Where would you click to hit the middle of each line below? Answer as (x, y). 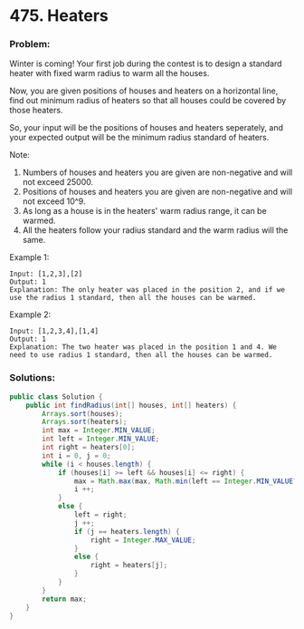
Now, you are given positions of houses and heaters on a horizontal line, (144, 91)
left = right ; (100, 515)
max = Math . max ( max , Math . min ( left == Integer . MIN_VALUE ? (185, 481)
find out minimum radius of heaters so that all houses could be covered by (148, 101)
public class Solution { (56, 397)
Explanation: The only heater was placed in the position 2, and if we (147, 290)
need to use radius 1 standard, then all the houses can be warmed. (141, 355)
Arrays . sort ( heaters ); (85, 422)
